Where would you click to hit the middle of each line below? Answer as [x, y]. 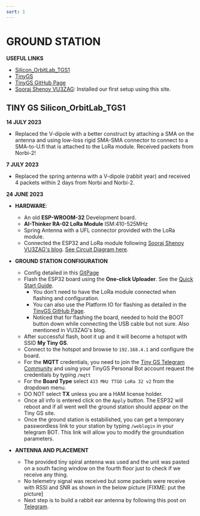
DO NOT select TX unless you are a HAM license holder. [93, 394]
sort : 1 [16, 12]
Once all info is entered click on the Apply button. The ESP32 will [104, 401]
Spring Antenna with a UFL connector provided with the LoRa [99, 230]
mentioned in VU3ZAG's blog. [69, 330]
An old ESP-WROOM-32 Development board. [80, 217]
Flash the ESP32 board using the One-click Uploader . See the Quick [108, 279]
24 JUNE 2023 [25, 194]
